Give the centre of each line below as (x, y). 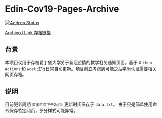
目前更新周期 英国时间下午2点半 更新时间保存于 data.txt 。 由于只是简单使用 (79, 104)
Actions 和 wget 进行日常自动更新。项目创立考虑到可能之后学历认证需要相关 (81, 68)
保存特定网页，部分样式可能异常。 (43, 110)
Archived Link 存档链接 (28, 32)
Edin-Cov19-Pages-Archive (62, 9)
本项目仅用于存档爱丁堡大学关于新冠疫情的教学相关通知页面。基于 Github (79, 62)
